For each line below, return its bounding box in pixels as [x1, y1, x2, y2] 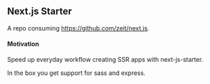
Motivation [7, 40, 40, 48]
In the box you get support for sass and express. [7, 69, 146, 77]
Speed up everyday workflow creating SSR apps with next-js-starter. [7, 56, 204, 64]
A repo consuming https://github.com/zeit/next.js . [7, 24, 150, 32]
